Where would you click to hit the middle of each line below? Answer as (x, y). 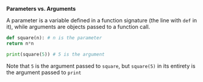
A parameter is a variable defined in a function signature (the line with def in (101, 20)
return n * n (20, 43)
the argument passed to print (44, 72)
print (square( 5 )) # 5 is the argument (55, 54)
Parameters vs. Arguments (41, 9)
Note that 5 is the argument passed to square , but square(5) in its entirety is (101, 66)
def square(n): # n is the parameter (54, 38)
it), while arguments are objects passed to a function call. (78, 27)
